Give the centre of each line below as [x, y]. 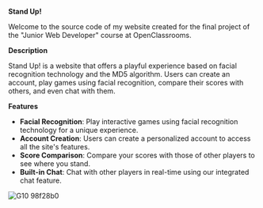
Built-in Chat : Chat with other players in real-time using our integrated [134, 172]
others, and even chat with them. [62, 91]
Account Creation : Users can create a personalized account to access [135, 138]
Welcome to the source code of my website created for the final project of [129, 26]
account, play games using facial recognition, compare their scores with [126, 83]
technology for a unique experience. [79, 130]
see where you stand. [55, 164]
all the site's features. [55, 147]
